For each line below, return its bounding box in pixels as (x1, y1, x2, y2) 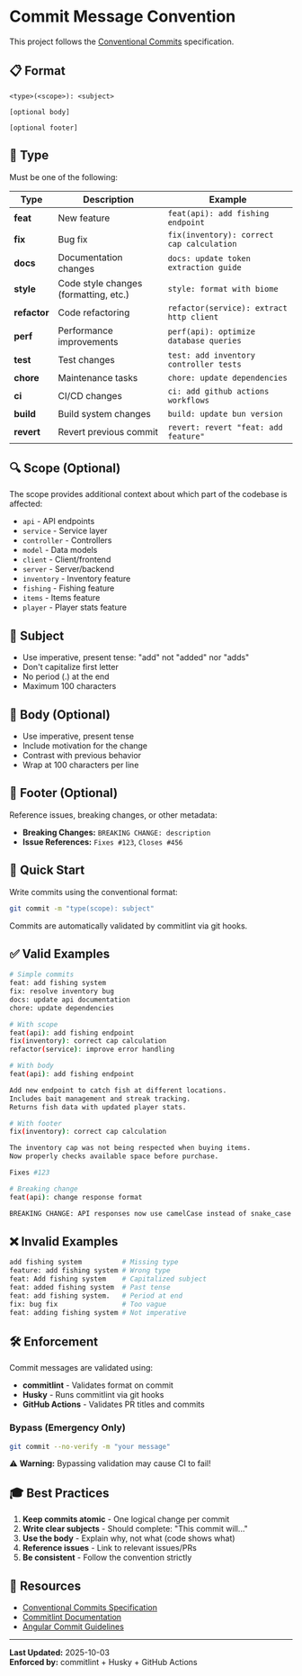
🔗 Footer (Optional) (9, 785, 119, 801)
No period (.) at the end (22, 671, 110, 682)
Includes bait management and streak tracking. (9, 1094, 191, 1103)
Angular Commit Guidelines (22, 1621, 124, 1632)
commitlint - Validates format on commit (22, 1380, 173, 1391)
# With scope (9, 1019, 58, 1028)
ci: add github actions (167, 385, 270, 396)
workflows (167, 394, 209, 405)
